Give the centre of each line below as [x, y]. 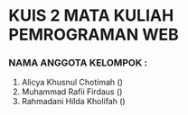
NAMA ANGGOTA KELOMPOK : [78, 63]
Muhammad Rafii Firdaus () [72, 92]
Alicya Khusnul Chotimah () [72, 83]
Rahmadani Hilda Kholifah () [73, 102]
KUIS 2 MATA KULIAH [91, 16]
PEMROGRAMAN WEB [94, 35]
